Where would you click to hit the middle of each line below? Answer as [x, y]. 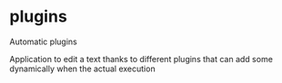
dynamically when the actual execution [83, 69]
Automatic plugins [43, 41]
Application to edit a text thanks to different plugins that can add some [141, 59]
